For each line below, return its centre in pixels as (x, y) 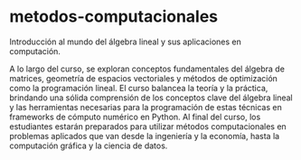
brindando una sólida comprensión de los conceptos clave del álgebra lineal (151, 98)
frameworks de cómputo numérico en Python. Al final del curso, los (135, 117)
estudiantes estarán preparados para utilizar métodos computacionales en (148, 126)
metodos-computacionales (114, 17)
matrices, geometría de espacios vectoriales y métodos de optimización (144, 78)
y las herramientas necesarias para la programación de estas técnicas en (146, 107)
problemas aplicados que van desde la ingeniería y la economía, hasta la (145, 136)
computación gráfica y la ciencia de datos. (89, 146)
